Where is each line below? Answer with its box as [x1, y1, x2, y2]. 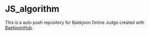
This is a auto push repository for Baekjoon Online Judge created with [5, 19, 145, 25]
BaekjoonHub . [5, 24, 33, 30]
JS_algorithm [5, 3, 60, 15]
